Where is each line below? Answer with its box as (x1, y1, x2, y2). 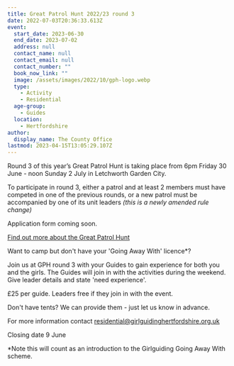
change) (7, 206, 32, 214)
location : (13, 116, 43, 123)
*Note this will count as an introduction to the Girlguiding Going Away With (7, 345, 225, 353)
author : (7, 129, 30, 136)
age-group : (13, 103, 46, 110)
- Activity (20, 89, 52, 96)
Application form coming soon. (7, 219, 98, 228)
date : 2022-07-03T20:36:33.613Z (7, 17, 103, 24)
